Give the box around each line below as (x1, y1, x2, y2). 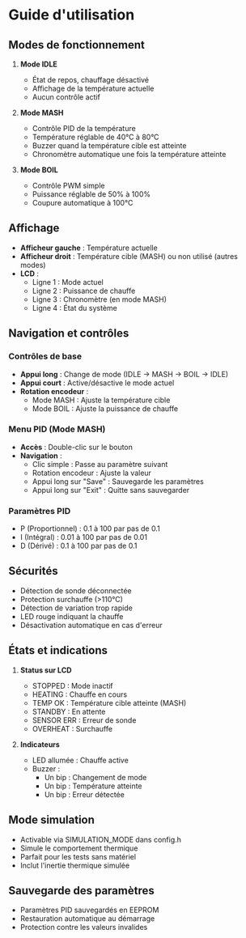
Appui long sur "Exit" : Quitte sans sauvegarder (32, 485, 190, 494)
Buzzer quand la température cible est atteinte (32, 141, 187, 151)
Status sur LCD (19, 665, 72, 675)
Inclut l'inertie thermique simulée (19, 860, 130, 870)
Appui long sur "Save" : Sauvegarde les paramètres (32, 476, 204, 486)
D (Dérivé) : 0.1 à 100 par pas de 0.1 (19, 541, 138, 551)
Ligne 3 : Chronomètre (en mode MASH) (32, 294, 168, 304)
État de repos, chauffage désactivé (32, 75, 150, 84)
